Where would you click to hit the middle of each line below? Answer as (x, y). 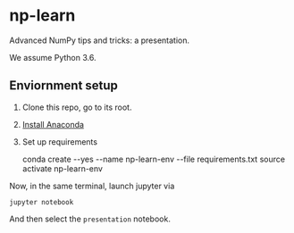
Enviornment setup (64, 86)
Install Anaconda (53, 124)
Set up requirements (60, 141)
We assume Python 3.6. (53, 57)
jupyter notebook (42, 202)
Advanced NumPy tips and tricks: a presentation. (100, 40)
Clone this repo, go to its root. (77, 107)
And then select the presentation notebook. (90, 219)
